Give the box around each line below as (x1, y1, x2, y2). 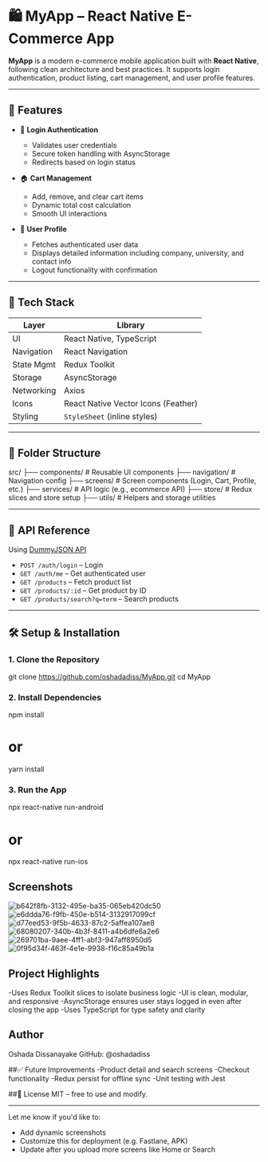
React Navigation (63, 346, 128, 357)
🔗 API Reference (8, 523, 90, 537)
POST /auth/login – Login (19, 561, 104, 570)
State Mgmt (12, 359, 56, 370)
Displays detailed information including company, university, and (31, 248, 245, 257)
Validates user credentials (31, 140, 117, 149)
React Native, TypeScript (63, 333, 157, 344)
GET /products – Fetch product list (19, 577, 132, 587)
